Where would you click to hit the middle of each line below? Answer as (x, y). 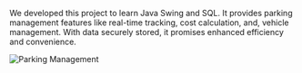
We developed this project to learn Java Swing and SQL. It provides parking (151, 13)
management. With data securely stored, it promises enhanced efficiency (147, 32)
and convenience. (43, 41)
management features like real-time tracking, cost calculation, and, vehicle (149, 23)
